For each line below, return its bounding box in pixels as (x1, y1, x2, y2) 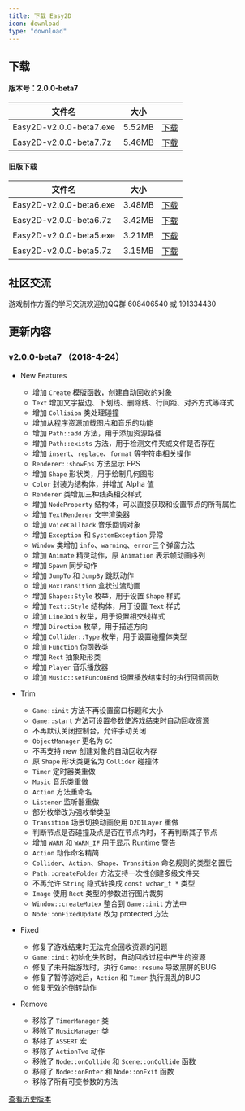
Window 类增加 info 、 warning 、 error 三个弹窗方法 (32, 540, 195, 549)
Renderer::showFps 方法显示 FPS (32, 458, 140, 468)
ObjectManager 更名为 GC (32, 736, 113, 746)
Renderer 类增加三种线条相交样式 (32, 489, 142, 499)
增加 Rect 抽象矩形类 (32, 652, 101, 662)
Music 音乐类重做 (32, 776, 89, 786)
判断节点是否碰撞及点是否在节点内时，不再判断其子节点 (32, 827, 217, 837)
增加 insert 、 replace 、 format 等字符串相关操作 (32, 448, 191, 458)
